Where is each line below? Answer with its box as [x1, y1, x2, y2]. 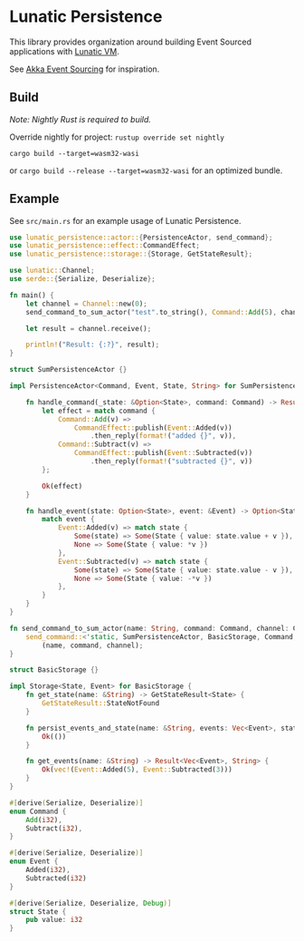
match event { [42, 515, 95, 524]
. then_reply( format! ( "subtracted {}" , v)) [90, 457, 253, 466]
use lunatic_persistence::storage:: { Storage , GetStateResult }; [9, 249, 253, 259]
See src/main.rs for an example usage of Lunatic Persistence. [9, 215, 242, 226]
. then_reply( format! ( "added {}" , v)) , [90, 432, 237, 441]
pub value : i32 [25, 916, 83, 925]
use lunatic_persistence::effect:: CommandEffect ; [9, 241, 201, 250]
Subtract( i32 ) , [25, 823, 83, 833]
